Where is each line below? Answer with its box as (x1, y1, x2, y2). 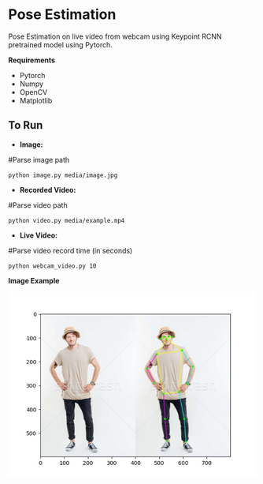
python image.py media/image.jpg (8, 171, 118, 179)
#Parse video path (8, 200, 69, 210)
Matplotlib (19, 96, 53, 105)
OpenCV (19, 87, 48, 96)
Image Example (8, 276, 60, 285)
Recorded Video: (19, 185, 76, 194)
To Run (8, 118, 43, 132)
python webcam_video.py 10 (8, 262, 97, 270)
